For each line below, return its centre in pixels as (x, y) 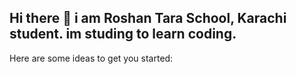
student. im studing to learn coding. (123, 34)
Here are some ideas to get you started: (91, 58)
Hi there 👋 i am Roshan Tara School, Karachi (148, 18)
